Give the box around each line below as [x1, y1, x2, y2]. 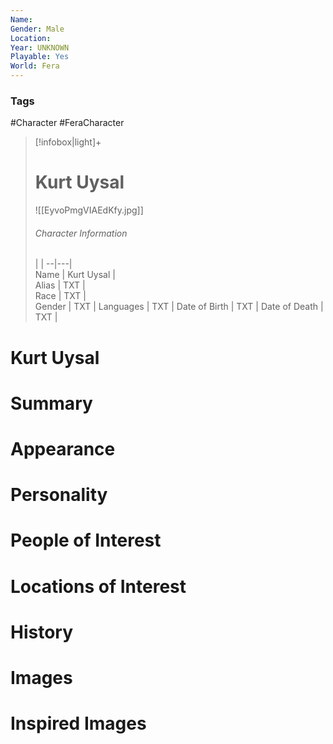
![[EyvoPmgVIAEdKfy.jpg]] [34, 204, 144, 216]
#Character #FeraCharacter [10, 117, 125, 129]
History [10, 621, 74, 643]
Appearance [10, 438, 116, 460]
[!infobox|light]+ [34, 136, 102, 148]
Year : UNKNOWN [10, 42, 70, 53]
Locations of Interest [10, 575, 187, 598]
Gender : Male [10, 24, 65, 34]
